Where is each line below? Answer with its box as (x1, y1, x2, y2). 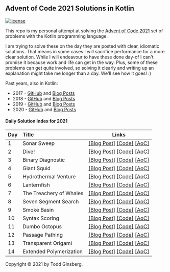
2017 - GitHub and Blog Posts (12, 90, 75, 96)
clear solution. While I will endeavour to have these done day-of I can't (5, 54, 154, 60)
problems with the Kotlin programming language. (5, 33, 108, 39)
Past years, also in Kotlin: (5, 80, 58, 86)
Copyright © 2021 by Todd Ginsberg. (5, 261, 83, 267)
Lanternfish (22, 181, 50, 189)
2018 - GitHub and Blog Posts (12, 95, 76, 101)
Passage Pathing (22, 232, 63, 239)
